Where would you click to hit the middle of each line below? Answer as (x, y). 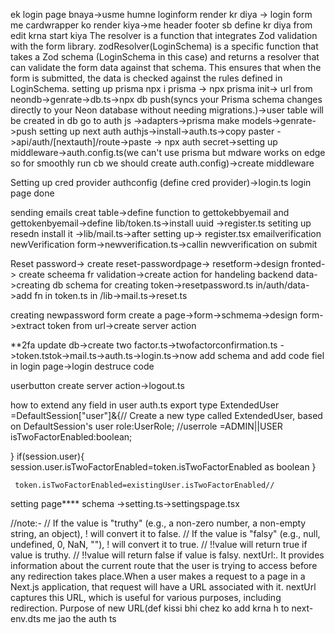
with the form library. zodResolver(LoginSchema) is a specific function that (164, 46)
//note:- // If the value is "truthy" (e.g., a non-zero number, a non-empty (158, 523)
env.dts (26, 618)
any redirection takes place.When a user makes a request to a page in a (158, 576)
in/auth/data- (282, 285)
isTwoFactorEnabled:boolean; (71, 437)
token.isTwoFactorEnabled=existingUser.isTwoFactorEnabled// (144, 485)
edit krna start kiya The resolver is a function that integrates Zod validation (164, 35)
